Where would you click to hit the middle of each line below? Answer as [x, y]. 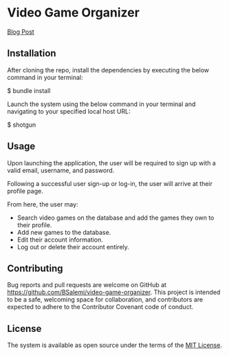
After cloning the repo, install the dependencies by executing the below [108, 70]
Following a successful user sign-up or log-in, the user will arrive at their [110, 183]
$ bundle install [29, 90]
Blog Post [21, 32]
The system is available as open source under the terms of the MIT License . [115, 345]
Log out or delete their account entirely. [73, 247]
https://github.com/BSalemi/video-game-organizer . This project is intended [114, 292]
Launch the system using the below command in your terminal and [101, 104]
